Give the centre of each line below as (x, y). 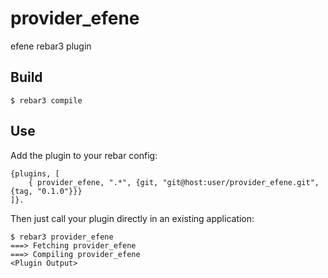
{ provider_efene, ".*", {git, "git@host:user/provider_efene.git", (174, 182)
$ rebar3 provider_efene (62, 237)
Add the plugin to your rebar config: (84, 155)
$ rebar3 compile (46, 100)
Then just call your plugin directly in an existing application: (132, 218)
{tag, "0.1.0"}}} (46, 191)
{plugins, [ (35, 173)
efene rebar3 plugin (51, 46)
